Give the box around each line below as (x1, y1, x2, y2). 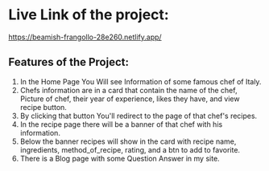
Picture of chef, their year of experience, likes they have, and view (19, 94, 240, 104)
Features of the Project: (8, 55, 129, 69)
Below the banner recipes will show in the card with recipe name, (19, 136, 237, 146)
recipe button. (19, 102, 67, 112)
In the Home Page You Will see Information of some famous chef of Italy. (19, 76, 262, 86)
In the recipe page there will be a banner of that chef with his (19, 119, 223, 129)
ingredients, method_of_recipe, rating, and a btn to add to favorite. (19, 145, 240, 154)
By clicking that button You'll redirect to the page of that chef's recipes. (19, 111, 258, 120)
